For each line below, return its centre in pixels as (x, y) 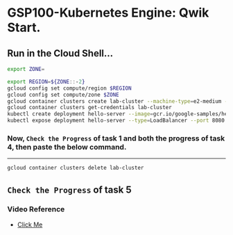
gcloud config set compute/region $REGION (69, 88)
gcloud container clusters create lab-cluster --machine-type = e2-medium (114, 101)
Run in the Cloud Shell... (60, 53)
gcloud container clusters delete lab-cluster (76, 168)
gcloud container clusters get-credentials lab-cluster (89, 108)
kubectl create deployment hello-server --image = (80, 114)
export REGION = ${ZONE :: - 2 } (46, 81)
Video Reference (36, 209)
